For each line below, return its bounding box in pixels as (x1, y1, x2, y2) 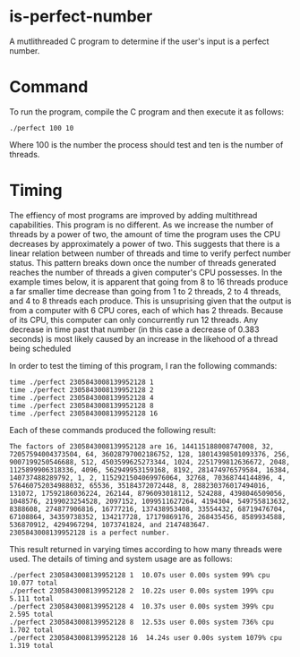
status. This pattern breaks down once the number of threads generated (9, 257, 277, 268)
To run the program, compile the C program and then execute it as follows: (9, 106, 285, 117)
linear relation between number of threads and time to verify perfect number (9, 248, 291, 259)
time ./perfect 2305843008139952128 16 (9, 409, 159, 418)
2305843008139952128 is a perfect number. (9, 528, 170, 537)
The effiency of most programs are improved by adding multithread (9, 209, 258, 220)
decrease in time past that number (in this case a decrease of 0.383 (9, 324, 260, 335)
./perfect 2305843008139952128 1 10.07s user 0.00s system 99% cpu (9, 570, 270, 579)
